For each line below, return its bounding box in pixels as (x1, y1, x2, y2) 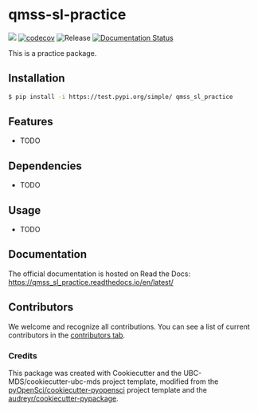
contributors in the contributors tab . (8, 330, 126, 340)
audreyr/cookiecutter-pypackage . (8, 393, 119, 403)
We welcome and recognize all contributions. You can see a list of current (8, 322, 250, 331)
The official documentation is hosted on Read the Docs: (8, 269, 191, 279)
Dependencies (8, 159, 82, 172)
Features (8, 115, 53, 128)
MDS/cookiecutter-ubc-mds (8, 377, 101, 386)
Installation (8, 72, 65, 85)
